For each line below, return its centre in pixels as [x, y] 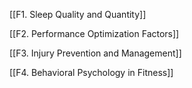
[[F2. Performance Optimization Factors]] [94, 33]
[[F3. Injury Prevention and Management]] [95, 53]
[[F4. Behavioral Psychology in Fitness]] [91, 72]
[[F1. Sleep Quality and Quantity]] [78, 14]
